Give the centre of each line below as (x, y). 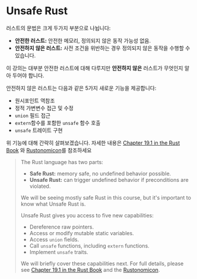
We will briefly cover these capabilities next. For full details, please (102, 263)
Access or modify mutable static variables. (82, 233)
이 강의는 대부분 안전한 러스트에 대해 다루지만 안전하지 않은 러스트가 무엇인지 (95, 68)
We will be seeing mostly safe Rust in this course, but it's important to (106, 197)
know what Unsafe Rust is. (53, 204)
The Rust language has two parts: (62, 162)
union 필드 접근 (32, 115)
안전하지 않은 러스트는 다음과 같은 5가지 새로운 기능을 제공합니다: (81, 88)
